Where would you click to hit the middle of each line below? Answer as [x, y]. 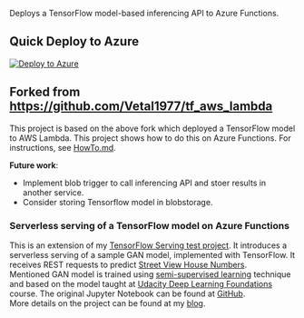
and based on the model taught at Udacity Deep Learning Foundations [141, 283]
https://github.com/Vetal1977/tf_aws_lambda [141, 107]
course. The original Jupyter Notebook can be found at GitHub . [127, 293]
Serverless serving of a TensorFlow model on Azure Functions [150, 225]
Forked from [45, 92]
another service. [53, 192]
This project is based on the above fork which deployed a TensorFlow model [152, 128]
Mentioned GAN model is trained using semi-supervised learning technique [150, 274]
